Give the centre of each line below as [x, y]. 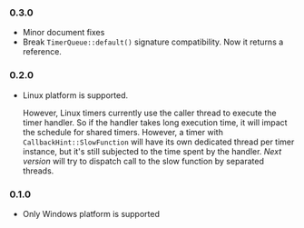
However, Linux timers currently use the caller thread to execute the [149, 113]
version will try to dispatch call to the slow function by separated [143, 161]
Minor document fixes [64, 33]
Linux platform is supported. [75, 95]
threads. [38, 171]
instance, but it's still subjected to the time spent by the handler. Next [152, 151]
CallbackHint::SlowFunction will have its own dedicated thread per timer [158, 142]
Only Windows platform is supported [91, 213]
